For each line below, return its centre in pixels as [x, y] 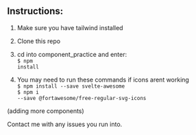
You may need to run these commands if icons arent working [103, 79]
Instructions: [35, 11]
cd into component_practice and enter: [72, 54]
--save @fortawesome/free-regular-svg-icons [82, 98]
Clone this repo [38, 41]
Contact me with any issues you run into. [65, 124]
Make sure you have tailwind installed [70, 27]
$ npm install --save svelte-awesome [71, 86]
